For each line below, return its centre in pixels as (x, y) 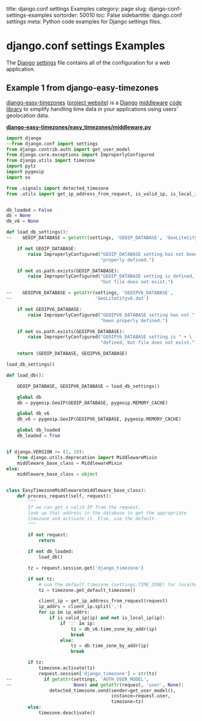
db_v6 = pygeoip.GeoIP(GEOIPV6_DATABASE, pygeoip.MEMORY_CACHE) (99, 419)
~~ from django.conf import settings (52, 144)
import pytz (21, 166)
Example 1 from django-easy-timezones (83, 88)
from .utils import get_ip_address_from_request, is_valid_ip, (87, 194)
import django (24, 138)
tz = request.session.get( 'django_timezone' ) (86, 568)
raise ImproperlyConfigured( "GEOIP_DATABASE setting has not (106, 254)
